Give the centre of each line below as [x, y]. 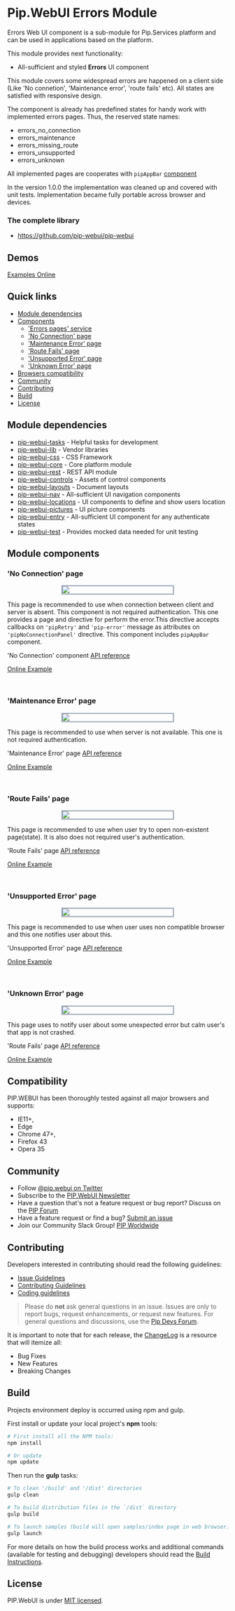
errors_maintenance [46, 138]
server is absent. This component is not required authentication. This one [113, 612]
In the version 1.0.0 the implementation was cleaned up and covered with [113, 187]
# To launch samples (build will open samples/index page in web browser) [119, 1527]
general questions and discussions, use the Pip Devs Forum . [111, 1321]
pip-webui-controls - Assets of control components [92, 479]
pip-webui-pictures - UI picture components [81, 509]
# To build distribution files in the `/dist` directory [92, 1508]
